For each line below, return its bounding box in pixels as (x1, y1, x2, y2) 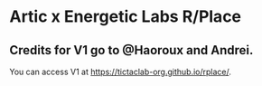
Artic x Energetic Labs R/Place (9, 6, 242, 27)
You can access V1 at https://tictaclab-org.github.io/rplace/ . (9, 66, 232, 77)
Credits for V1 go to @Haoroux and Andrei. (9, 43, 254, 58)
